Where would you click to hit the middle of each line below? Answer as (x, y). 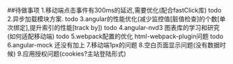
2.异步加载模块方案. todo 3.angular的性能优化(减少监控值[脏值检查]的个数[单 (116, 19)
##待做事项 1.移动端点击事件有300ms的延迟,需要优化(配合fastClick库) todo (114, 10)
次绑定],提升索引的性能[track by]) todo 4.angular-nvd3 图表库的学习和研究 (113, 27)
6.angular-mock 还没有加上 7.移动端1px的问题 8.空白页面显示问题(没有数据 (114, 45)
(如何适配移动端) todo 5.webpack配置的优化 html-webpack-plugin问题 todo (115, 36)
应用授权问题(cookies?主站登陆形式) (75, 54)
